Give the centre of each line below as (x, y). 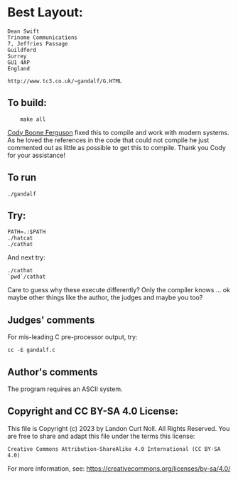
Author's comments (53, 372)
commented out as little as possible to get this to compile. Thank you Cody (117, 147)
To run (22, 177)
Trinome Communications (43, 37)
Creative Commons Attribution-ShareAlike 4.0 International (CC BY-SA (114, 449)
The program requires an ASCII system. (65, 389)
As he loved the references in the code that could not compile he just (108, 140)
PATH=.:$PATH (27, 232)
